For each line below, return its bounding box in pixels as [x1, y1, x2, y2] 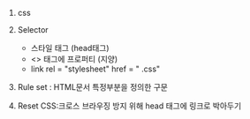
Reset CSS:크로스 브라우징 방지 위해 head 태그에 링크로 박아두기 [17, 100, 242, 111]
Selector [17, 25, 49, 34]
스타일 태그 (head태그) [30, 43, 110, 53]
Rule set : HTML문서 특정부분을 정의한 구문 [17, 82, 168, 92]
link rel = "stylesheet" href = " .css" [30, 63, 161, 74]
